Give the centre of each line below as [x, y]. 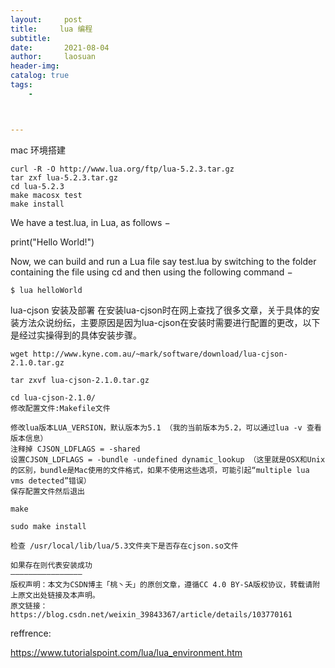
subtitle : [31, 38]
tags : [21, 85]
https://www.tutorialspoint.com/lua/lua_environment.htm [126, 652]
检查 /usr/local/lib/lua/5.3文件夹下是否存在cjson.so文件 [124, 546]
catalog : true [40, 76]
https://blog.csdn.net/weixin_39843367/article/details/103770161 [151, 614]
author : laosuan [53, 57]
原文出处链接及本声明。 [58, 595]
